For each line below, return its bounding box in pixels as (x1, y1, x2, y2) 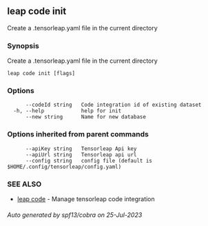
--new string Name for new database (25, 114, 147, 121)
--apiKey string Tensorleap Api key (25, 145, 137, 152)
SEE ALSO (7, 179, 42, 189)
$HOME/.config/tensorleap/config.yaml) (7, 163, 122, 170)
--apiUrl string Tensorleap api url (25, 151, 137, 158)
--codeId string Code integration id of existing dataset (25, 101, 202, 109)
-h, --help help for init (13, 107, 122, 114)
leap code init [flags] (7, 70, 76, 77)
